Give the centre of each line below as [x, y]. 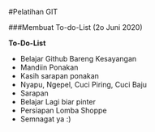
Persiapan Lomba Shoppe [63, 110]
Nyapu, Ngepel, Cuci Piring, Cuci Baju [84, 85]
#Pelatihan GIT [33, 12]
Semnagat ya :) [45, 119]
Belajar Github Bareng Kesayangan [78, 59]
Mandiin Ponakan [49, 67]
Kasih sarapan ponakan [60, 76]
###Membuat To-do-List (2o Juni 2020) [75, 27]
